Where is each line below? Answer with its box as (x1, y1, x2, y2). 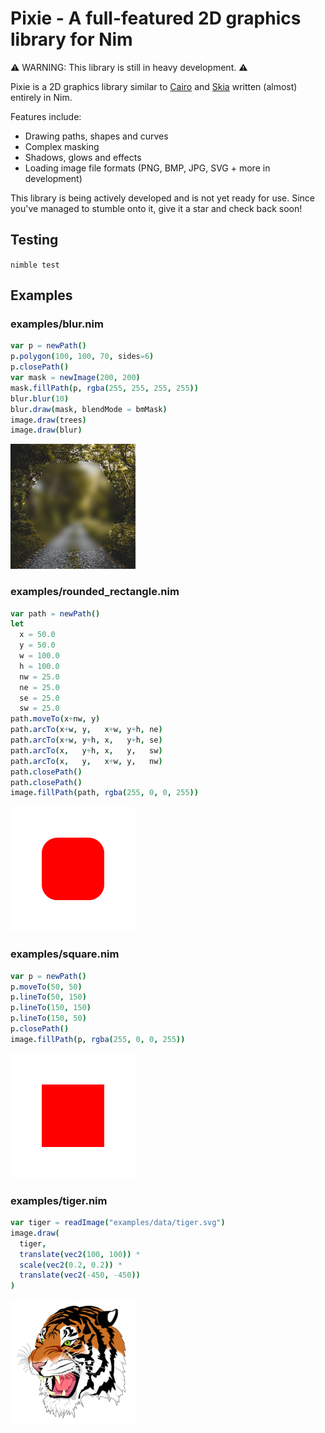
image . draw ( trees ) (10, 415, 87, 425)
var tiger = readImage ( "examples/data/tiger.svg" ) (10, 1218, 226, 1228)
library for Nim (10, 28, 133, 51)
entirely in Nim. (10, 91, 73, 103)
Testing (10, 232, 59, 249)
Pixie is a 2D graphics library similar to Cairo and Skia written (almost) (10, 80, 298, 92)
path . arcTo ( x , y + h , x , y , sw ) (10, 745, 163, 756)
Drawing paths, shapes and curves (24, 130, 169, 142)
